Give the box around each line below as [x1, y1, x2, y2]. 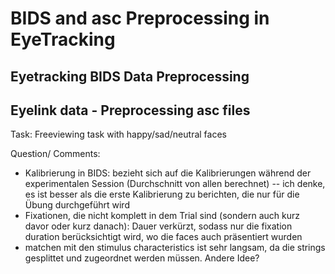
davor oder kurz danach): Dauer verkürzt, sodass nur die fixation [24, 220, 293, 232]
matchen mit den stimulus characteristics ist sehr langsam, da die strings [24, 242, 326, 254]
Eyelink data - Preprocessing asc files [10, 102, 251, 119]
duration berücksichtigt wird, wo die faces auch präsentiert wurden [24, 231, 303, 243]
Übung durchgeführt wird [24, 199, 130, 211]
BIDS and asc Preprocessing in [10, 7, 270, 30]
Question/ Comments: [10, 148, 101, 160]
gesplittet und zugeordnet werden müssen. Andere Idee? [24, 252, 260, 264]
